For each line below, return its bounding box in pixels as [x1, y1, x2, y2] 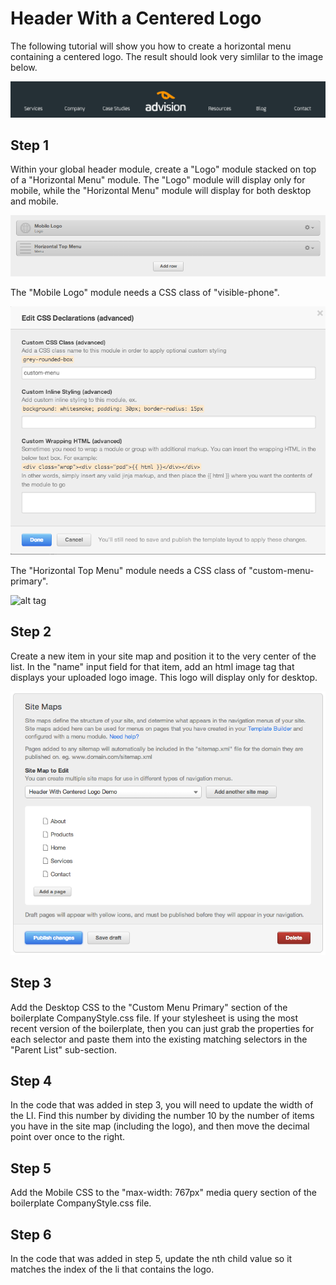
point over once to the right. [10, 1131, 126, 1143]
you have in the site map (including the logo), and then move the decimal [10, 1120, 310, 1132]
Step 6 [10, 1226, 52, 1243]
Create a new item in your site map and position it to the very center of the [10, 650, 317, 662]
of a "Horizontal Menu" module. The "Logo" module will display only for [10, 174, 306, 186]
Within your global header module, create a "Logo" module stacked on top [10, 163, 317, 176]
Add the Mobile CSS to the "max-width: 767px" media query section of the [10, 1187, 318, 1199]
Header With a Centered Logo [10, 7, 262, 30]
